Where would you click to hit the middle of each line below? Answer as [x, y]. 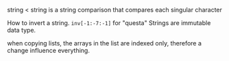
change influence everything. [49, 50]
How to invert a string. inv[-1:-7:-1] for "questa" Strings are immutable [109, 23]
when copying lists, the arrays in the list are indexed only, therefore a [105, 43]
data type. [22, 30]
